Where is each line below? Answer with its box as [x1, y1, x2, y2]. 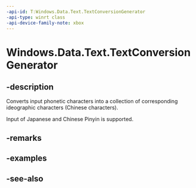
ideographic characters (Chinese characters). [6, 104, 118, 111]
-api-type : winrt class [6, 14, 66, 20]
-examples [6, 153, 47, 164]
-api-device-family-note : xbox [6, 20, 84, 26]
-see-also [6, 174, 44, 184]
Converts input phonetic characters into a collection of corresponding [6, 98, 178, 105]
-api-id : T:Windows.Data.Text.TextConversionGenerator [6, 8, 146, 15]
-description [6, 82, 54, 92]
